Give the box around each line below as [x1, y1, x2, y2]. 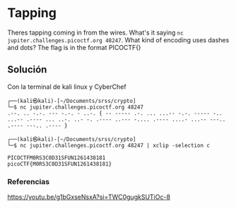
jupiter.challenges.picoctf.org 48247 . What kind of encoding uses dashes [7, 35, 230, 44]
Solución [7, 63, 47, 75]
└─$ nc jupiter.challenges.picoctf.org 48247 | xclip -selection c [7, 142, 211, 149]
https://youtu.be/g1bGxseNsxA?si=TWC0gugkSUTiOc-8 [7, 192, 171, 202]
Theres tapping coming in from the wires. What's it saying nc [7, 28, 184, 37]
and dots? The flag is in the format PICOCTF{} [7, 43, 141, 51]
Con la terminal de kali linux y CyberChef [7, 82, 126, 91]
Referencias [7, 176, 50, 186]
